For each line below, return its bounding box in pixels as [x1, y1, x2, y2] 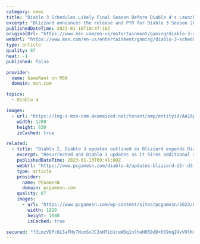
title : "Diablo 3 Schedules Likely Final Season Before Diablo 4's [6, 14, 177, 20]
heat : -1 [6, 53, 28, 59]
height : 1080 [27, 212, 60, 218]
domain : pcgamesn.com [21, 185, 76, 191]
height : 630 [17, 124, 46, 130]
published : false [6, 58, 49, 64]
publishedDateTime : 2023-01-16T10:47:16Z [6, 25, 111, 32]
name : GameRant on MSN [11, 75, 68, 81]
